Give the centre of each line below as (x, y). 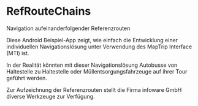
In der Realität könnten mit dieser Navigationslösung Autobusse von (92, 65)
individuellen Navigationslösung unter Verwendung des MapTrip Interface (99, 47)
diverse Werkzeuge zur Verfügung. (51, 96)
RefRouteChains (49, 11)
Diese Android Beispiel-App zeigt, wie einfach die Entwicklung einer (92, 40)
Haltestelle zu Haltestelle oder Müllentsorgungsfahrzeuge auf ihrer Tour (97, 71)
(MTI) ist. (18, 53)
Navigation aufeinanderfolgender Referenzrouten (68, 28)
